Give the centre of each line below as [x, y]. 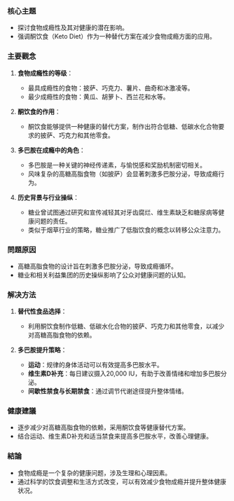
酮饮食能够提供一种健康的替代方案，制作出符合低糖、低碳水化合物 [123, 126]
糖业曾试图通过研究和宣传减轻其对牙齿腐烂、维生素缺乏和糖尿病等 [123, 212]
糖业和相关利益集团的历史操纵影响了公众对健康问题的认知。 [103, 275]
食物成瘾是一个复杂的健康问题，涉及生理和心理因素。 [94, 473]
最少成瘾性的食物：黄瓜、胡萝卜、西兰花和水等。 [98, 97]
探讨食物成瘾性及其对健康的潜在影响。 [73, 28]
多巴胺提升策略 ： [42, 350]
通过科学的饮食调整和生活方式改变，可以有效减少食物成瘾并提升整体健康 [122, 481]
